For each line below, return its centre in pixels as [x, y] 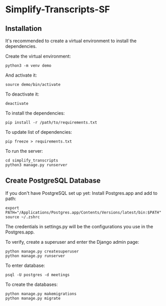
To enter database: [25, 265]
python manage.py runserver [35, 256]
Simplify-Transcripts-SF [58, 10]
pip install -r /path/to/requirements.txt [51, 122]
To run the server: [24, 151]
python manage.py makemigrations [41, 294]
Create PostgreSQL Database [53, 181]
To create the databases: [32, 284]
